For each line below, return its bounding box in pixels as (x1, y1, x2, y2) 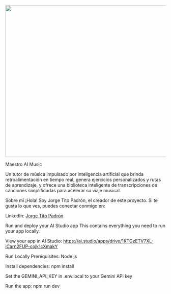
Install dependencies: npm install (5, 263, 74, 269)
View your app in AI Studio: (5, 238, 62, 244)
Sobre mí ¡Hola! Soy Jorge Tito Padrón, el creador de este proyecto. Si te (5, 197, 158, 203)
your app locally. (5, 228, 40, 234)
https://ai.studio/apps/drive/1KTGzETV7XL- (63, 238, 154, 244)
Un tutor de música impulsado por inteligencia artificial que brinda (5, 171, 144, 177)
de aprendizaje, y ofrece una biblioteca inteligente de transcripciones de (5, 182, 158, 188)
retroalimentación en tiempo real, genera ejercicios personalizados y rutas (5, 176, 161, 183)
